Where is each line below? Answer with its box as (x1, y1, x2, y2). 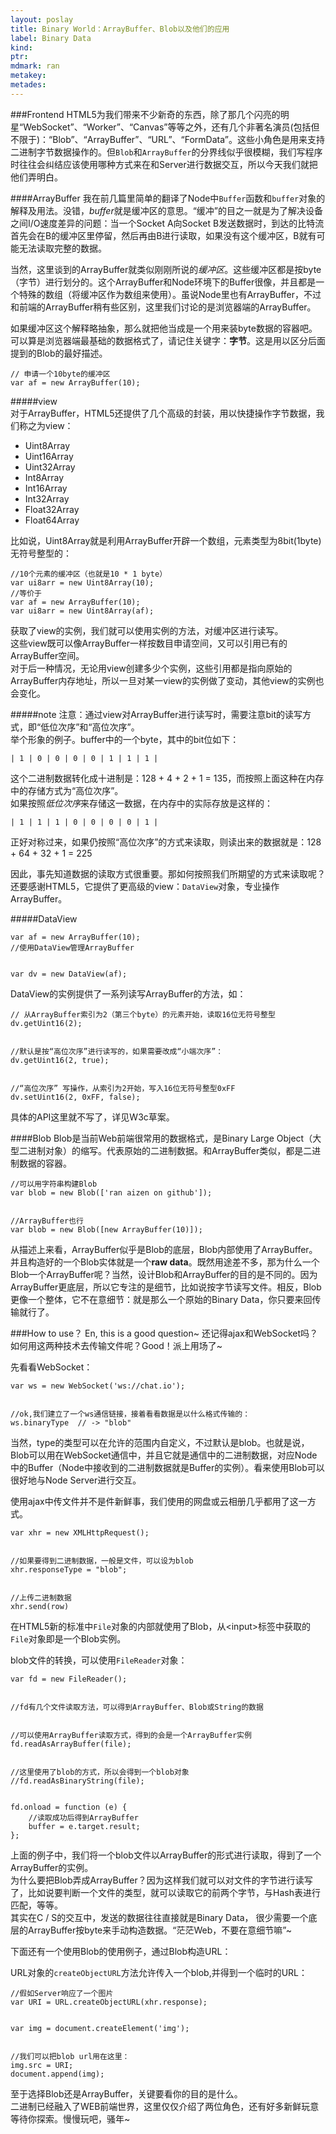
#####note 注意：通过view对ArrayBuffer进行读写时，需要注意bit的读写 (10, 708, 303, 720)
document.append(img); (10, 2069, 105, 2079)
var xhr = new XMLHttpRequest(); (10, 1527, 150, 1538)
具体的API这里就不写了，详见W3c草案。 (10, 1111, 175, 1123)
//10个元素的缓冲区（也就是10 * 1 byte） (10, 569, 168, 579)
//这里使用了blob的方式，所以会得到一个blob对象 (10, 1767, 190, 1777)
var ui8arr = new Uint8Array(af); (10, 606, 155, 616)
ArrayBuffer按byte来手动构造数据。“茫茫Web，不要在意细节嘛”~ (27, 1924, 293, 1936)
